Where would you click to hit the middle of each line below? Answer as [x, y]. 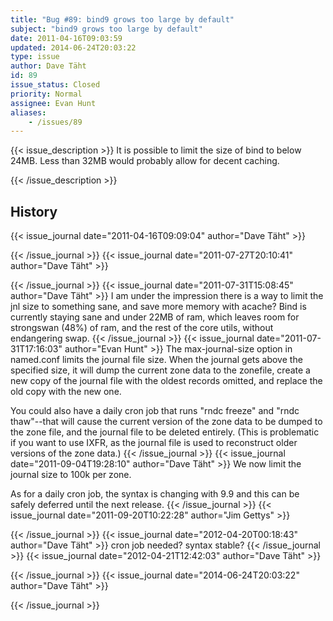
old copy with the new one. [66, 392]
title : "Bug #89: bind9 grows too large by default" [122, 19]
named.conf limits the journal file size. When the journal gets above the [156, 360]
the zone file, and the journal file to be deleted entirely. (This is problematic [165, 432]
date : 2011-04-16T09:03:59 [66, 38]
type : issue [35, 57]
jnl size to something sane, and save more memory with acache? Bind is [158, 307]
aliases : [28, 112]
